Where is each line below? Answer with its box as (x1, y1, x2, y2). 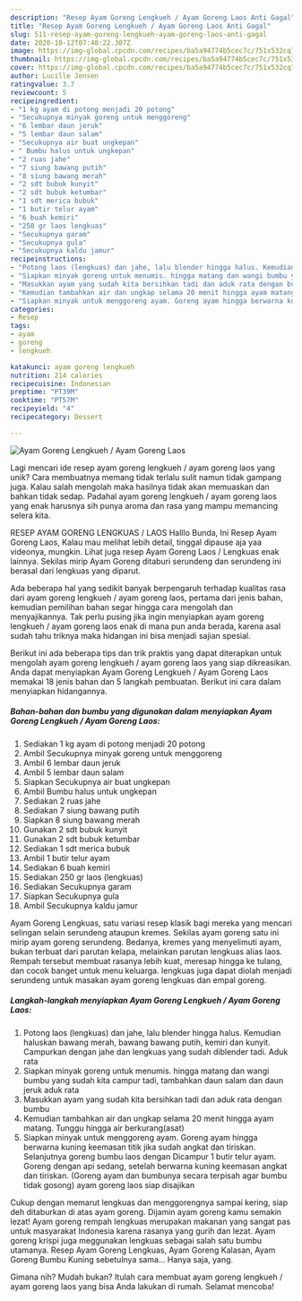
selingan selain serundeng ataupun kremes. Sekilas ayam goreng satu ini (10, 926, 280, 937)
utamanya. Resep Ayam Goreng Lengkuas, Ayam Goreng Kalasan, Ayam (10, 1245, 276, 1255)
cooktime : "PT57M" (10, 396, 79, 405)
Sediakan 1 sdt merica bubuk (22, 843, 131, 854)
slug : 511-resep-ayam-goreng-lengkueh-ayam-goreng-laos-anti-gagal (10, 30, 268, 39)
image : (10, 47, 35, 56)
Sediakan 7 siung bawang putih (22, 805, 140, 815)
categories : (10, 305, 55, 314)
